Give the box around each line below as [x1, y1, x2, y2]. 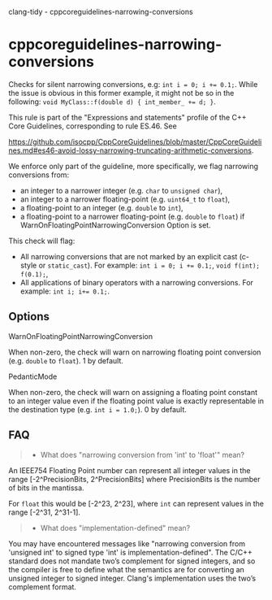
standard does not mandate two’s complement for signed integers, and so [8, 556, 256, 566]
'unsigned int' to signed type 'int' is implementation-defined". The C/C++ [8, 547, 253, 557]
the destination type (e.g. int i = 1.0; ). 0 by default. [8, 404, 187, 414]
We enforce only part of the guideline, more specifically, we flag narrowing [8, 161, 258, 171]
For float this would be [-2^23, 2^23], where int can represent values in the [8, 498, 264, 508]
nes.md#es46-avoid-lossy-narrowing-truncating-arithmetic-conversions [8, 146, 252, 155]
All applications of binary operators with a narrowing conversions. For [19, 277, 254, 287]
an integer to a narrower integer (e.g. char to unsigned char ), [19, 185, 223, 195]
